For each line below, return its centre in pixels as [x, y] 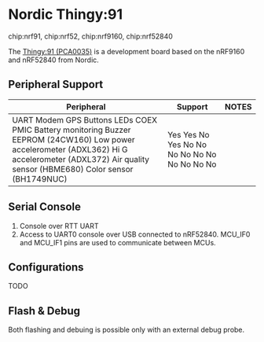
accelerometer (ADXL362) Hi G [70, 149]
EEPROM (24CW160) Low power [73, 139]
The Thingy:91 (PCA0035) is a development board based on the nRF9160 [126, 51]
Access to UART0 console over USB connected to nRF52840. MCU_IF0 [135, 234]
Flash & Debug [44, 311]
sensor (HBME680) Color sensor [73, 169]
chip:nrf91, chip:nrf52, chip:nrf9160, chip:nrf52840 [90, 36]
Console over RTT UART [59, 226]
